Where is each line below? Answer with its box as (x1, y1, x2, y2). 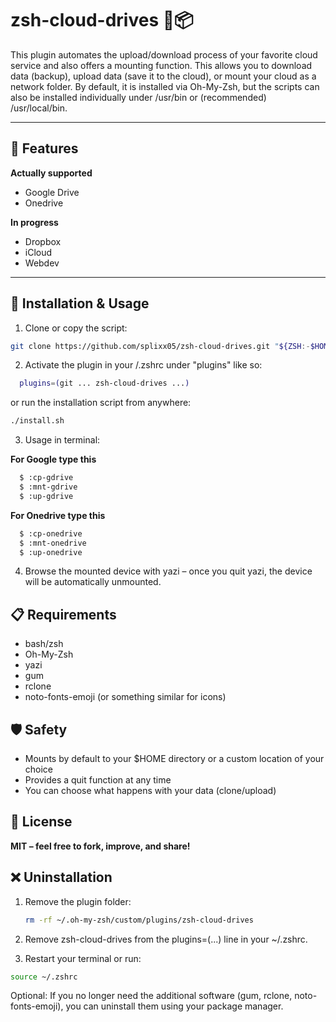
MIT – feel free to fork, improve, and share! (10, 840, 191, 852)
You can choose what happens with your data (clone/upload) (24, 785, 277, 797)
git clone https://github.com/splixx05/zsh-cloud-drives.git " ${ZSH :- (10, 341, 311, 351)
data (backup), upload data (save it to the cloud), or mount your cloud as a (10, 70, 317, 82)
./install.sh (10, 416, 65, 426)
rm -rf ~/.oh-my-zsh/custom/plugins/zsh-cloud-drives (24, 915, 254, 925)
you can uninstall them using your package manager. (65, 1000, 284, 1012)
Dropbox (24, 235, 62, 247)
